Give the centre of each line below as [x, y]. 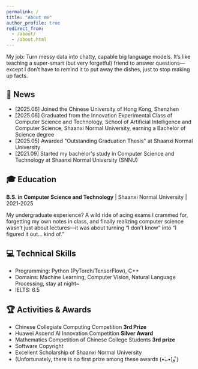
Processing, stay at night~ [47, 284]
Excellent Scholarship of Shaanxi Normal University [78, 353]
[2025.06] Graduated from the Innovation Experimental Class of [94, 115]
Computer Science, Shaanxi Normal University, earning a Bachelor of [100, 128]
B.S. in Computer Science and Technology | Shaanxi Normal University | [97, 197]
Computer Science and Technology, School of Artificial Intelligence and [103, 122]
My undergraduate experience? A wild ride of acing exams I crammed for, [97, 215]
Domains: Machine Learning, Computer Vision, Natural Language [95, 277]
